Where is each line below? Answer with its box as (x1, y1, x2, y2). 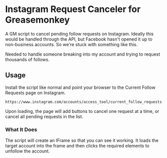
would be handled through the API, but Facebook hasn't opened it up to (5, 36, 152, 42)
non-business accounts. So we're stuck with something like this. (5, 41, 138, 47)
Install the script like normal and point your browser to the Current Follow (5, 84, 156, 90)
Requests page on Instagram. (5, 89, 66, 96)
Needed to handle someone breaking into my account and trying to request (5, 51, 160, 57)
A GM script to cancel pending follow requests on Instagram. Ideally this (5, 31, 154, 37)
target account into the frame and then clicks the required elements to (5, 143, 149, 149)
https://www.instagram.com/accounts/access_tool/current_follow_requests (5, 99, 162, 104)
